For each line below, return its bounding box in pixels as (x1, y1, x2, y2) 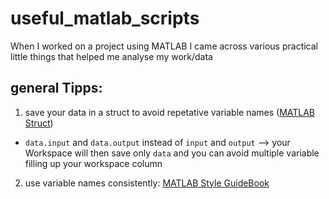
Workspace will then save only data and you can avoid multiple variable (24, 147, 320, 159)
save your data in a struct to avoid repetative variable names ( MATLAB (24, 106, 316, 118)
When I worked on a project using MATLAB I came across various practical (10, 40, 319, 52)
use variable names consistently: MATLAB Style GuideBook (24, 177, 270, 189)
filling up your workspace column (24, 157, 163, 169)
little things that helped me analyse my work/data (10, 50, 213, 62)
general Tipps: (10, 80, 103, 97)
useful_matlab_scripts (10, 7, 200, 30)
